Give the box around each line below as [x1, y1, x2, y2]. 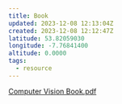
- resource [15, 64, 53, 73]
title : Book [8, 11, 48, 20]
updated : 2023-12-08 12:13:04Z [8, 19, 114, 27]
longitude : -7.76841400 [8, 42, 89, 50]
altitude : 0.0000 [8, 49, 67, 57]
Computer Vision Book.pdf [8, 86, 97, 96]
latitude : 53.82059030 [8, 34, 85, 43]
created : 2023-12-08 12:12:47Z [8, 27, 114, 35]
